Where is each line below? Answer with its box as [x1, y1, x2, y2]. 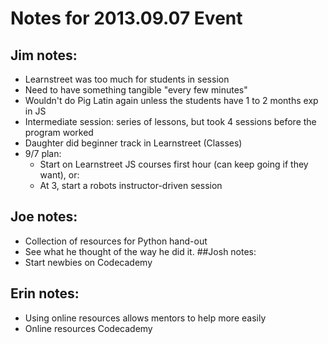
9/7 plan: [24, 148, 62, 159]
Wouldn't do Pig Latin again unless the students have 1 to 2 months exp [24, 95, 319, 106]
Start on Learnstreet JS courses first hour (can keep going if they [39, 158, 309, 170]
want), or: [39, 169, 80, 181]
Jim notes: [10, 47, 78, 64]
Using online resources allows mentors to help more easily [24, 312, 267, 324]
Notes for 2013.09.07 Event [10, 7, 243, 30]
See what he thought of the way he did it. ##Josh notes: [24, 245, 257, 257]
